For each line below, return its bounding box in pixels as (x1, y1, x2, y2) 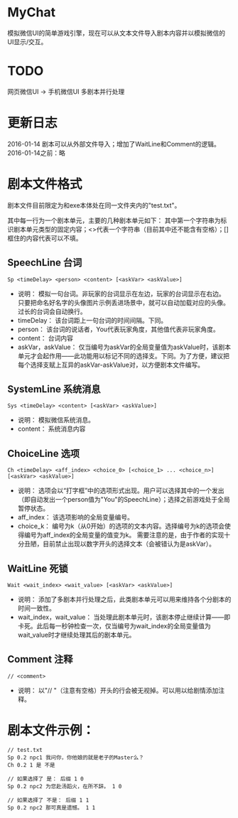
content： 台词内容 (17, 333, 73, 342)
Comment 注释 (7, 653, 73, 665)
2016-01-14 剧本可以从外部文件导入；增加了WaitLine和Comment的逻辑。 (7, 139, 220, 148)
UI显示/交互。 (7, 37, 48, 46)
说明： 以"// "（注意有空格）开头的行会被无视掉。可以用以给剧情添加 (17, 686, 219, 694)
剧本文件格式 (7, 176, 83, 192)
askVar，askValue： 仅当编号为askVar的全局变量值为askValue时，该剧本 (17, 343, 231, 351)
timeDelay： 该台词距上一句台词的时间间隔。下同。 (17, 316, 168, 324)
